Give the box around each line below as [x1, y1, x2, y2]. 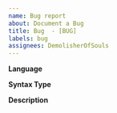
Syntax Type [8, 80, 52, 90]
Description [8, 95, 49, 105]
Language [8, 64, 42, 73]
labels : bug [8, 34, 48, 43]
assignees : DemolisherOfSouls [8, 42, 110, 50]
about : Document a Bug [8, 19, 84, 27]
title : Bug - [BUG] [8, 27, 78, 35]
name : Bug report [8, 11, 67, 20]
